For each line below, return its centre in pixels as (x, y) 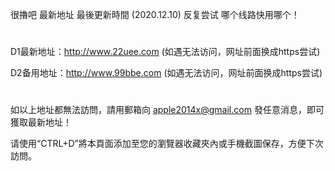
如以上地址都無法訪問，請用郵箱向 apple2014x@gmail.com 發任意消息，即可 (167, 110)
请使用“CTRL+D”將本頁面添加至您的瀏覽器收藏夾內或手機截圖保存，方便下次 (167, 144)
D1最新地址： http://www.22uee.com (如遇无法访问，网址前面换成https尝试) (165, 52)
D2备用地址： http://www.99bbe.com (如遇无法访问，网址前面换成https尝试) (166, 73)
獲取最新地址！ (41, 122)
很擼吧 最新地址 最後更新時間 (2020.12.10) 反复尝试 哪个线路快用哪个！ (155, 14)
